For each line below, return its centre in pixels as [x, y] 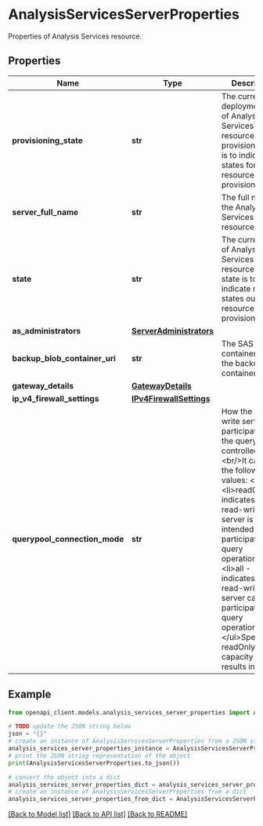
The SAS [237, 343]
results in [238, 667]
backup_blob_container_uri [64, 358]
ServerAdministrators [173, 331]
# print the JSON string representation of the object [99, 755]
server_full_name [45, 212]
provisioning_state [48, 141]
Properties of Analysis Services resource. [75, 36]
